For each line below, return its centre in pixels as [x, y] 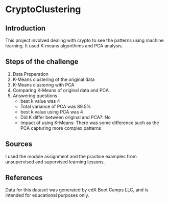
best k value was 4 [40, 101]
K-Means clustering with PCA [43, 84]
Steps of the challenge [42, 62]
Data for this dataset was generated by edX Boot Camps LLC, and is [77, 190]
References [24, 178]
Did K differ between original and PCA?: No [65, 117]
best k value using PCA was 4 [52, 112]
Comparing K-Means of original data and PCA [61, 90]
